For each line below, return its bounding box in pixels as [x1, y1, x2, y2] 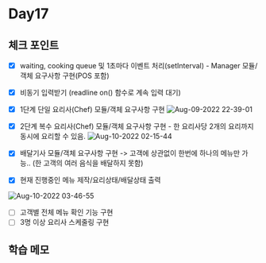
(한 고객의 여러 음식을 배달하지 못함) [32, 158, 144, 168]
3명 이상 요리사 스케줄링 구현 [19, 218, 110, 227]
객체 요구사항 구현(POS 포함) [19, 71, 110, 80]
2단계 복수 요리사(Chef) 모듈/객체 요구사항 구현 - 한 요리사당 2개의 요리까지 [19, 122, 254, 131]
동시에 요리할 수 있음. [19, 132, 86, 141]
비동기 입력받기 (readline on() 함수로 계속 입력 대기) [19, 88, 181, 98]
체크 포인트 [8, 38, 60, 52]
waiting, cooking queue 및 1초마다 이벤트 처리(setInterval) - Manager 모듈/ [19, 61, 258, 70]
